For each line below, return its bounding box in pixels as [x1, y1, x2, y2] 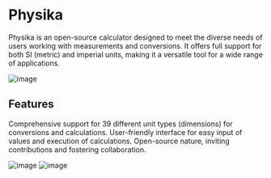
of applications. [8, 58, 61, 68]
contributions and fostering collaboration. [8, 144, 147, 155]
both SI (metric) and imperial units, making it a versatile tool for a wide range [8, 49, 263, 59]
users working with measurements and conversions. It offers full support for [8, 40, 262, 50]
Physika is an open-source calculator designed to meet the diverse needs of [8, 32, 263, 42]
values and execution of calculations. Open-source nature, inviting [8, 136, 231, 146]
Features [8, 97, 54, 111]
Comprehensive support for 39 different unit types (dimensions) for [8, 119, 233, 129]
